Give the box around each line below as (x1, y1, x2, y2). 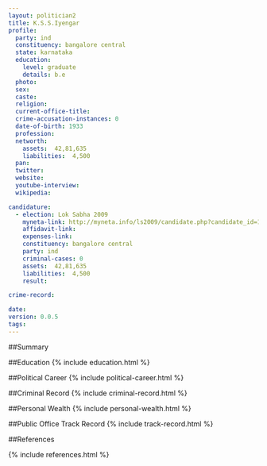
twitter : (15, 167, 44, 175)
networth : (15, 137, 48, 145)
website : (15, 174, 44, 183)
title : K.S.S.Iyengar (8, 19, 80, 27)
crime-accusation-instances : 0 (15, 115, 119, 123)
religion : (15, 100, 48, 108)
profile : (8, 26, 37, 34)
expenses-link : (22, 233, 73, 241)
